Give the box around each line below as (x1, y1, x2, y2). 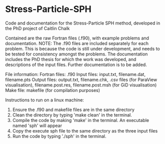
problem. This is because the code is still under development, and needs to (5, 45, 160, 51)
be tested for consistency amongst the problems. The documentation (5, 51, 148, 57)
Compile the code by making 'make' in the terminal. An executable (12, 117, 149, 123)
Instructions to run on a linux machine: (5, 96, 84, 103)
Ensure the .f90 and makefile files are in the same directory (12, 106, 135, 112)
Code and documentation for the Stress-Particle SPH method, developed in (5, 20, 160, 26)
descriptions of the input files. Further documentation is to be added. (5, 61, 147, 67)
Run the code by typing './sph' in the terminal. (12, 133, 106, 139)
